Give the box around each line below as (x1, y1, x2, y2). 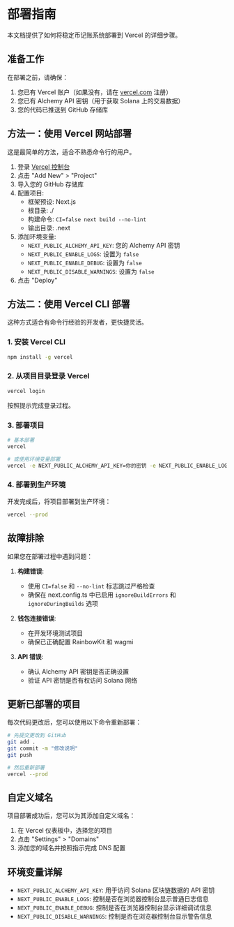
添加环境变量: (17, 232, 56, 241)
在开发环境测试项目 (27, 629, 84, 637)
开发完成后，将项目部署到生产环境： (7, 497, 111, 505)
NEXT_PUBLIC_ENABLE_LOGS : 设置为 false (27, 249, 139, 258)
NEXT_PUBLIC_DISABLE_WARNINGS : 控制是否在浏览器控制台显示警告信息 (17, 912, 212, 921)
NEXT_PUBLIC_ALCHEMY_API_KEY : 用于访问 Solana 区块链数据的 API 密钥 (17, 886, 214, 894)
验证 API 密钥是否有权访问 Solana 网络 (27, 676, 138, 684)
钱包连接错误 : (17, 614, 56, 622)
